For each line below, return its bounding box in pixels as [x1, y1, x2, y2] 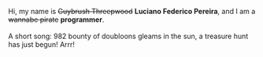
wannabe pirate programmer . [8, 15, 105, 24]
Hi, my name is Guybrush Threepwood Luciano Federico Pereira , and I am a [8, 7, 256, 16]
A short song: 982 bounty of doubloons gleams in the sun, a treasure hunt [8, 31, 249, 41]
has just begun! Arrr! [8, 40, 75, 49]
